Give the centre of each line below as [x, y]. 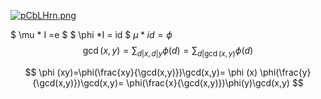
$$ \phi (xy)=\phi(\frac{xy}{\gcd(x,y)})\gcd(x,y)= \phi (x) [141, 72]
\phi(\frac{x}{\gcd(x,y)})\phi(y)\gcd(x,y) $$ [215, 82]
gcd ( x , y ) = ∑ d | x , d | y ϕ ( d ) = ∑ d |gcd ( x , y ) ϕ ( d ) [168, 52]
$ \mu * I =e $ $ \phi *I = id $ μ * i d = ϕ [91, 34]
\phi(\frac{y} [285, 72]
